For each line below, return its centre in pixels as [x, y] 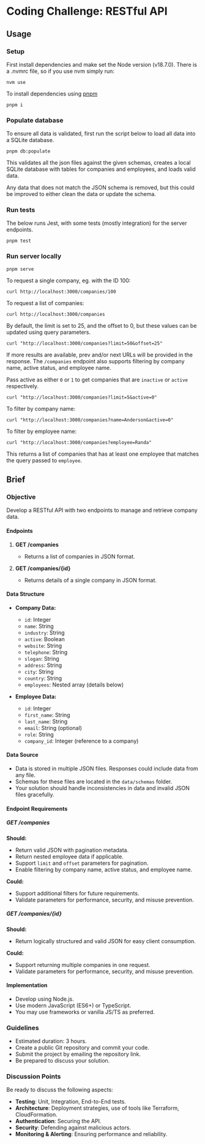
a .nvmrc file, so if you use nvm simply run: [61, 71]
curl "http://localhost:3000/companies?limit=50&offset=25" [85, 343]
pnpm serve [20, 269]
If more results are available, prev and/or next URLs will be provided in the [99, 355]
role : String [39, 734]
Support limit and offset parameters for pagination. [82, 863]
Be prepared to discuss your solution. [62, 1061]
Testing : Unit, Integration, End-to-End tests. [71, 1102]
